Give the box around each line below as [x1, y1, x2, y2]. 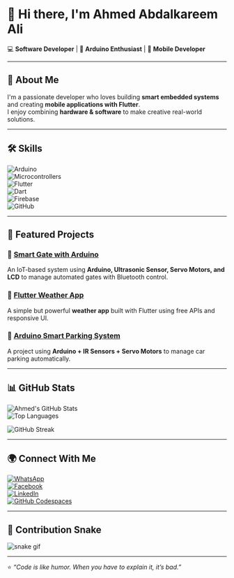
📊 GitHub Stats [7, 382, 75, 394]
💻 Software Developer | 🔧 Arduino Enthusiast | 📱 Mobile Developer [7, 45, 205, 53]
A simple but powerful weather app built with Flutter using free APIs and [7, 306, 215, 315]
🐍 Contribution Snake [7, 523, 102, 535]
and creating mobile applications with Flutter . [7, 100, 141, 108]
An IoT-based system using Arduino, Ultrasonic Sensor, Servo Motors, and [7, 266, 225, 274]
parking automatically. [7, 354, 71, 363]
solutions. [7, 115, 36, 123]
